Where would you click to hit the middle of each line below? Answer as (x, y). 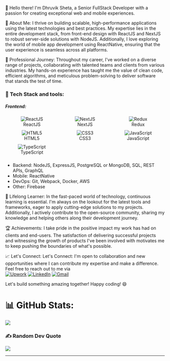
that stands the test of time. (34, 81)
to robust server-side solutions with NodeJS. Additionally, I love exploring (82, 39)
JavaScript (138, 138)
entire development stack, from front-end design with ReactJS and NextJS (83, 34)
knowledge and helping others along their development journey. (72, 218)
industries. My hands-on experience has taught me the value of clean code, (84, 70)
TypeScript (32, 152)
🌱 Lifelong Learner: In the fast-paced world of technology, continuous (78, 196)
